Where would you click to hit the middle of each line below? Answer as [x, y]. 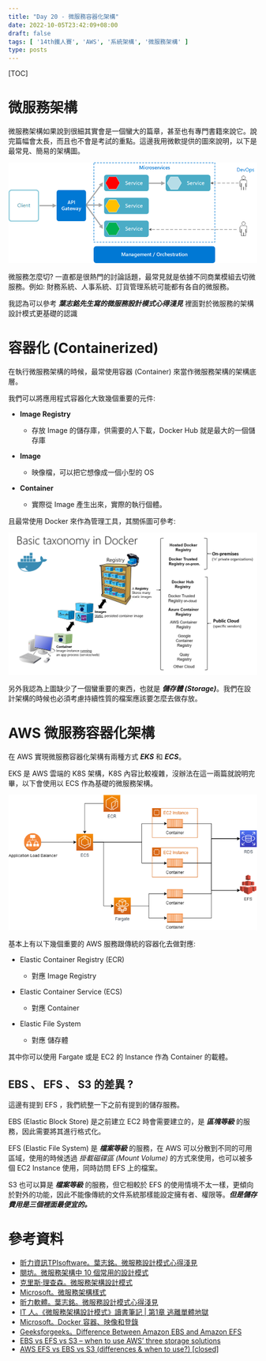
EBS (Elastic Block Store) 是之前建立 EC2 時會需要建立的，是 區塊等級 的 [126, 1121]
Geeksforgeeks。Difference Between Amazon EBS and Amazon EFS [131, 1332]
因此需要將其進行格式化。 [63, 1131]
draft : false [30, 33]
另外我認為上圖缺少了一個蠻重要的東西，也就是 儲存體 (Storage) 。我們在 [126, 688]
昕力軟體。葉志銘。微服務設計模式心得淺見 [89, 1302]
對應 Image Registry [64, 976]
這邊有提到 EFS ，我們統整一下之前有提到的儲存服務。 [96, 1104]
